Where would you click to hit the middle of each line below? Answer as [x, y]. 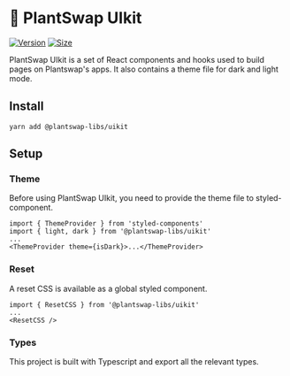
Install [27, 107]
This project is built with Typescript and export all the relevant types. [134, 362]
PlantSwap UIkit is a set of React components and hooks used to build [137, 59]
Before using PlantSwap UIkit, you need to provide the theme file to [132, 198]
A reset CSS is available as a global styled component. [108, 288]
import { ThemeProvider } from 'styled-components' [106, 224]
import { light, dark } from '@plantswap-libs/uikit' [111, 232]
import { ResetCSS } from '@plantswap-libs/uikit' [104, 304]
